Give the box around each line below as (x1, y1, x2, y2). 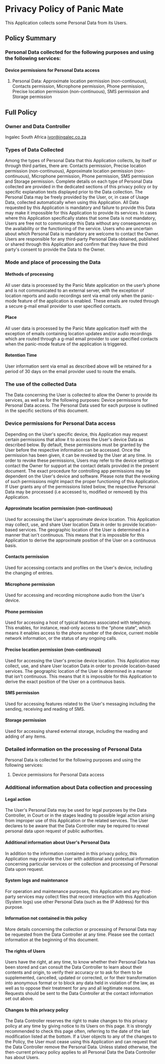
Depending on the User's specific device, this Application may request (5, 431, 148, 437)
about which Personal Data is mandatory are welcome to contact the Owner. (5, 231, 160, 237)
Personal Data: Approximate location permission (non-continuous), (12, 78, 148, 84)
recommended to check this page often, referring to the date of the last (5, 1029, 150, 1034)
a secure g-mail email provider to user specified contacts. (5, 303, 122, 309)
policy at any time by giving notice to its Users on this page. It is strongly (5, 1023, 152, 1029)
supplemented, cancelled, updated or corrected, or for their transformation (5, 975, 157, 981)
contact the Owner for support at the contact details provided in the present (5, 462, 159, 469)
